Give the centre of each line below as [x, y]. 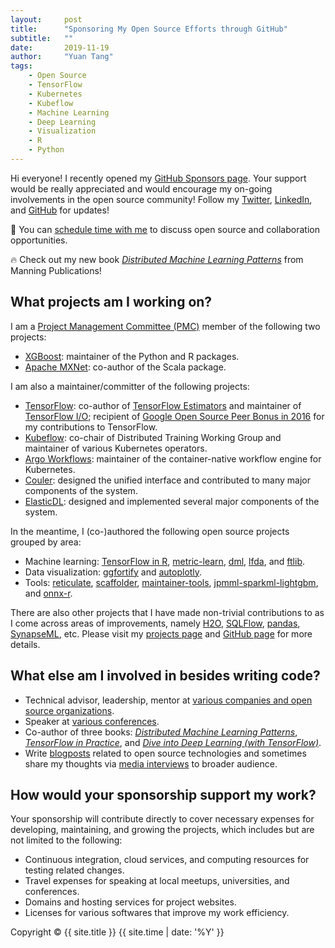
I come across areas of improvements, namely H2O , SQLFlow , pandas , [155, 623]
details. [25, 644]
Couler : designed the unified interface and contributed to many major [167, 480]
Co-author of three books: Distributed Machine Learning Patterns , [161, 732]
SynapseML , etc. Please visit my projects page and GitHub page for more [161, 633]
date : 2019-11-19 [60, 47]
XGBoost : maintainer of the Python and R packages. [132, 356]
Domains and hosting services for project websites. [130, 902]
